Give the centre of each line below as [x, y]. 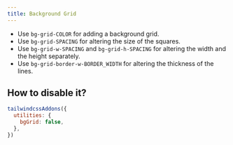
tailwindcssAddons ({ [37, 109]
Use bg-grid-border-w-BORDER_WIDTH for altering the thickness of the [115, 63]
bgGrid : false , [42, 122]
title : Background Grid [42, 14]
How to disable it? [47, 93]
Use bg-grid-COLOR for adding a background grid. [88, 34]
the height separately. [49, 56]
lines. [25, 71]
